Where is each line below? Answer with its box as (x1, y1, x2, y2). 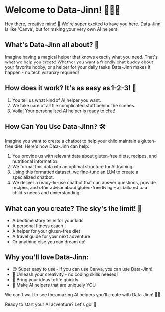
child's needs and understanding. (12, 190, 81, 196)
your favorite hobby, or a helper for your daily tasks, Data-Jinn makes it (5, 64, 151, 70)
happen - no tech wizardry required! (5, 69, 79, 75)
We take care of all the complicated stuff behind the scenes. (12, 102, 135, 108)
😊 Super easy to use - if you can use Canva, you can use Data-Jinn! (12, 266, 153, 272)
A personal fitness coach (12, 223, 63, 229)
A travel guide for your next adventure (12, 233, 90, 240)
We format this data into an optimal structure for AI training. (12, 164, 134, 170)
